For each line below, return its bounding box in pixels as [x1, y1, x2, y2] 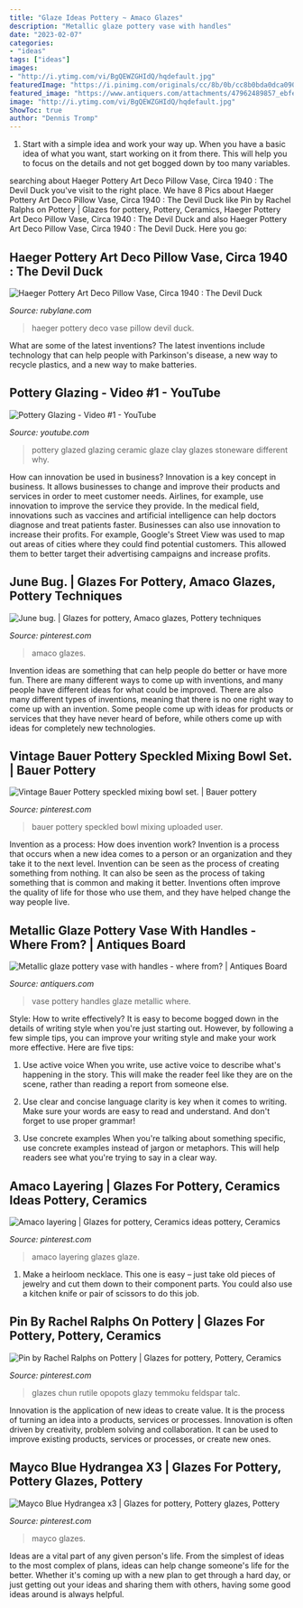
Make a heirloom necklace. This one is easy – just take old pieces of [22, 1269, 276, 1279]
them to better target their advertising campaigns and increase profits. [9, 548, 271, 559]
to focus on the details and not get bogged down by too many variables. [22, 158, 290, 169]
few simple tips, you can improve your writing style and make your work [9, 1033, 277, 1044]
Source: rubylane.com [9, 304, 92, 316]
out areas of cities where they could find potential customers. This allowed [9, 538, 287, 549]
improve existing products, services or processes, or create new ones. [9, 1433, 271, 1445]
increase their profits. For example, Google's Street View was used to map [9, 529, 286, 540]
